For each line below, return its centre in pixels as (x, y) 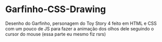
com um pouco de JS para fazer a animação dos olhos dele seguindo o (80, 28)
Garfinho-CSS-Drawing (56, 9)
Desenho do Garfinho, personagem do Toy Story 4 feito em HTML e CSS (81, 23)
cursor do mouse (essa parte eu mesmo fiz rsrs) (56, 34)
